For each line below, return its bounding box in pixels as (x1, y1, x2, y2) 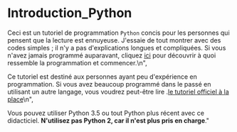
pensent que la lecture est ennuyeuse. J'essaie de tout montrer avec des (7, 35, 221, 44)
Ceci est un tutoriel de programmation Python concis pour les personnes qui (7, 28, 230, 37)
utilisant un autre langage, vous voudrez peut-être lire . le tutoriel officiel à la (7, 87, 229, 96)
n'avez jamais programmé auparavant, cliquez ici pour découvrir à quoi (7, 51, 216, 60)
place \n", (7, 94, 34, 104)
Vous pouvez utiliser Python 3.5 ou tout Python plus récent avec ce (7, 109, 205, 117)
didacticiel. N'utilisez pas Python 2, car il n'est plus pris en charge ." (7, 116, 210, 125)
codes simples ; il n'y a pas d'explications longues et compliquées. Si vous (7, 43, 226, 52)
